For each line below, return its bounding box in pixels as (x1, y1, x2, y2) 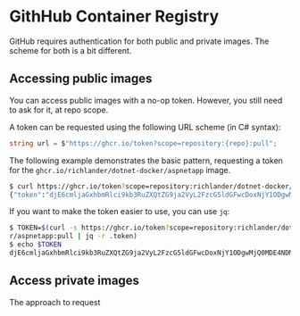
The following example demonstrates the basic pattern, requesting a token (9, 154, 284, 166)
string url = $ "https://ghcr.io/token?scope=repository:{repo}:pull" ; (9, 138, 278, 148)
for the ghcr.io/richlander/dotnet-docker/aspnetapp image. (9, 164, 231, 175)
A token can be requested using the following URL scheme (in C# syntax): (9, 121, 281, 132)
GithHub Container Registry (9, 6, 220, 27)
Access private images (9, 273, 140, 288)
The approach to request (9, 296, 101, 307)
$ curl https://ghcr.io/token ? (9, 181, 126, 191)
